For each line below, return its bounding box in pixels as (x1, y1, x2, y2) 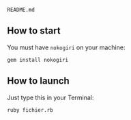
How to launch (7, 75, 70, 87)
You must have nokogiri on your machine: (7, 43, 126, 51)
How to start (7, 25, 61, 37)
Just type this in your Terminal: (7, 93, 94, 101)
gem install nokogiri (7, 56, 69, 63)
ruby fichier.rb (7, 106, 53, 113)
